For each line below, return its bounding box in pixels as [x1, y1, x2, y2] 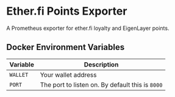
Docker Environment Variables [6, 42, 125, 52]
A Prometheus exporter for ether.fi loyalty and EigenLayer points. [6, 24, 170, 32]
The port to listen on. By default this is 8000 [40, 81, 163, 89]
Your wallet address [40, 70, 97, 79]
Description [84, 60, 119, 68]
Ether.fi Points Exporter [6, 4, 127, 18]
